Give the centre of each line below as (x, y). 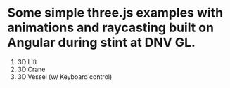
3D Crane (31, 69)
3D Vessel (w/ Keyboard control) (65, 76)
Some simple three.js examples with (115, 13)
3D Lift (27, 61)
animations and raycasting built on (111, 28)
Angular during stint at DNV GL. (101, 43)
